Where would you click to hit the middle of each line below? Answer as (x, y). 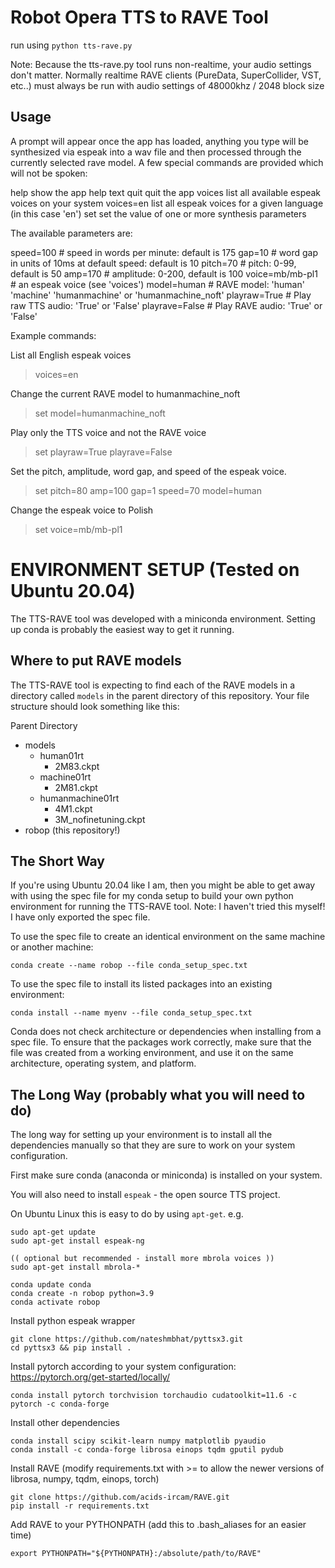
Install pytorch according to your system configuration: (123, 1367)
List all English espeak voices (71, 355)
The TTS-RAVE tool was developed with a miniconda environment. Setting (163, 618)
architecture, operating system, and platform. (103, 1063)
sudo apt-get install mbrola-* (75, 1267)
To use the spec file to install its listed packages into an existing (141, 984)
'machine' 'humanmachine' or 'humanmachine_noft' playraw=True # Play (161, 295)
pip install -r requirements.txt (80, 1506)
